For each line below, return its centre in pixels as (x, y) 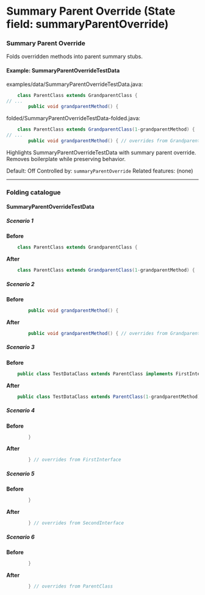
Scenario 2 (20, 284)
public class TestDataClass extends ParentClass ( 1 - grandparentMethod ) (109, 397)
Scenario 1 (20, 221)
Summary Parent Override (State (91, 11)
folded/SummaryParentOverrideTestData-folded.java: (73, 118)
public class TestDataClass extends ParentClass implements (95, 373)
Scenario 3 (20, 347)
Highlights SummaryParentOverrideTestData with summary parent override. (101, 152)
